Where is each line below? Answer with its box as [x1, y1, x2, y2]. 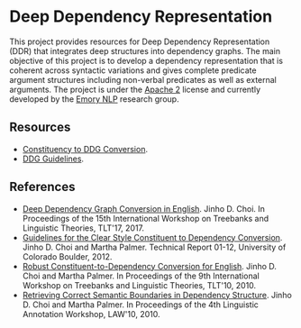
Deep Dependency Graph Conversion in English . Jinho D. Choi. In [22, 203, 266, 214]
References [9, 179, 76, 195]
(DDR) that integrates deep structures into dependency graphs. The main [9, 45, 281, 56]
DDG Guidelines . [22, 153, 84, 164]
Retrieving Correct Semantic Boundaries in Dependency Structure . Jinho [22, 289, 293, 300]
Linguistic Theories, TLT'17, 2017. [22, 223, 145, 233]
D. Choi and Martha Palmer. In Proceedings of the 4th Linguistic [22, 299, 260, 310]
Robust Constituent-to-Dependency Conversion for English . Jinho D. [22, 260, 278, 271]
